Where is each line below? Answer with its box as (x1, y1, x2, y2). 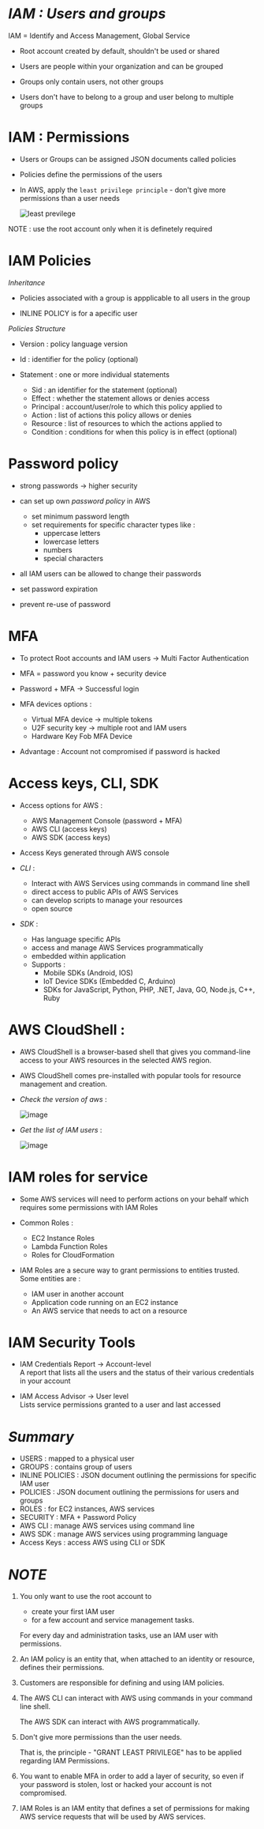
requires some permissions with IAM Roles (19, 1202, 158, 1212)
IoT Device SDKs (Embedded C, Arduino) (43, 976, 176, 986)
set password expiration (19, 584, 99, 594)
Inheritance (8, 277, 46, 287)
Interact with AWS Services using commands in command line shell (31, 878, 251, 888)
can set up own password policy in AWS (19, 496, 151, 506)
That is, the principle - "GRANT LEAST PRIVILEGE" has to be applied (19, 1748, 242, 1757)
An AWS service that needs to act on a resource (31, 1306, 188, 1315)
